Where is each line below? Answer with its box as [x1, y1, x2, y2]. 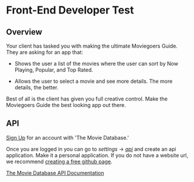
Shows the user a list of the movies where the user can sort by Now [14, 60, 179, 67]
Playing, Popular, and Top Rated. [14, 66, 94, 73]
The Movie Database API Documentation [6, 169, 104, 176]
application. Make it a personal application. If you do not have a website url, [6, 151, 189, 159]
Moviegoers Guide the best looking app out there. [6, 102, 126, 109]
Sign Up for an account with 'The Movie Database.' [6, 134, 129, 141]
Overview [6, 27, 43, 37]
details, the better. [14, 84, 59, 91]
